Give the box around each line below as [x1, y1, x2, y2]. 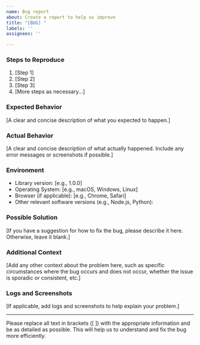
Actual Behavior [6, 131, 54, 140]
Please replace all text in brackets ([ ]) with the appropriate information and [6, 319, 190, 327]
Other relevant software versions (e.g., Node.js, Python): [14, 199, 154, 206]
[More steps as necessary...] [14, 88, 85, 95]
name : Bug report [6, 8, 49, 15]
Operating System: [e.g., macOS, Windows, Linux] [14, 186, 138, 193]
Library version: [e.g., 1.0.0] [14, 180, 82, 187]
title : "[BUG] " [6, 20, 46, 26]
